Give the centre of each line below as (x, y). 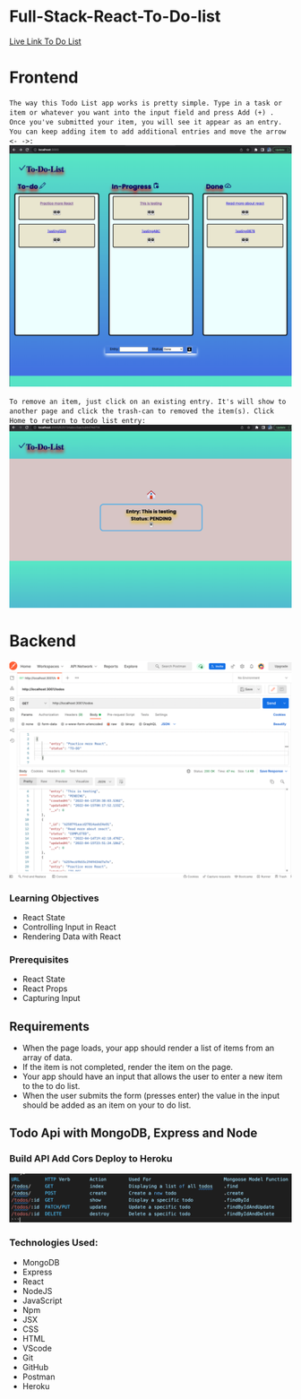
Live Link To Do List (46, 41)
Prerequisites (39, 959)
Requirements (49, 1027)
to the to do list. (51, 1086)
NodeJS (37, 1291)
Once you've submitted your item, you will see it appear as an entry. (146, 122)
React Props (45, 989)
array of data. (47, 1058)
